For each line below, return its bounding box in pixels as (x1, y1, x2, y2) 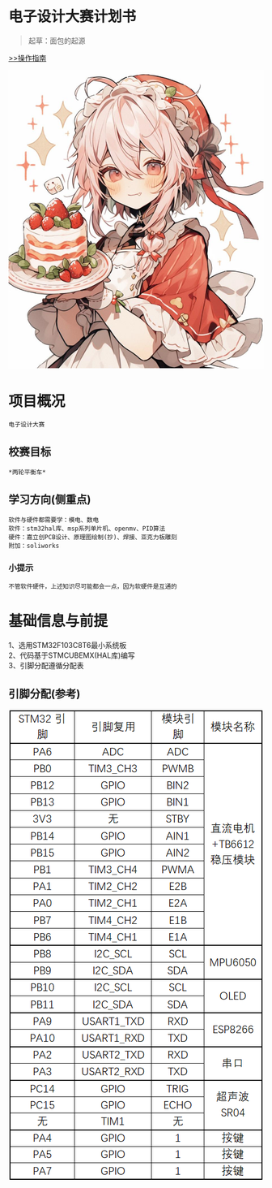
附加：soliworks (8, 542, 60, 550)
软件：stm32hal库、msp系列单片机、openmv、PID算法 (8, 525, 166, 533)
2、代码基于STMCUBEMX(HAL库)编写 (8, 650, 135, 660)
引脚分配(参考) (8, 687, 81, 701)
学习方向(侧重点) (8, 492, 91, 506)
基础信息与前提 (8, 612, 108, 630)
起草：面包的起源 (28, 36, 86, 45)
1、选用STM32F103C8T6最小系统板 (8, 641, 127, 650)
